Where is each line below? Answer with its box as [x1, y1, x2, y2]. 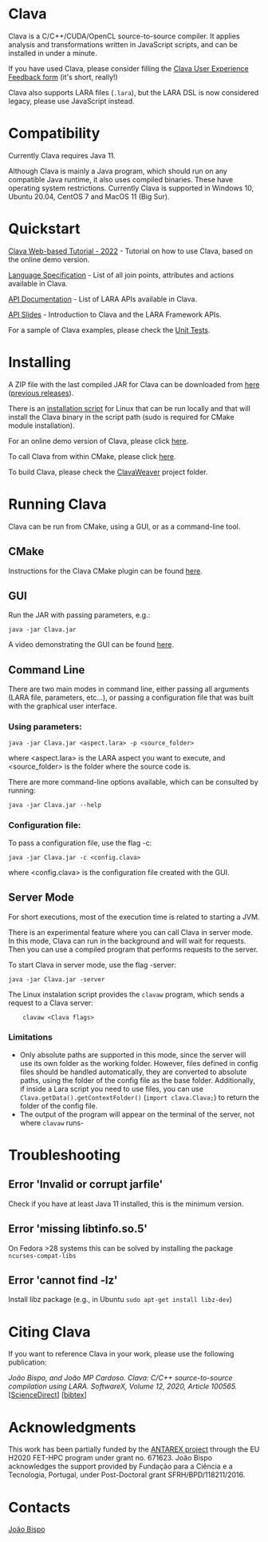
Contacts [8, 1498, 71, 1516]
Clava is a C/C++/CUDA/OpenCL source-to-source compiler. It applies [8, 31, 241, 41]
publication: [8, 1357, 47, 1368]
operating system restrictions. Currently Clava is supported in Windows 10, [8, 183, 254, 193]
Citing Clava [8, 1323, 91, 1340]
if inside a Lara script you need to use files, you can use [19, 1084, 203, 1093]
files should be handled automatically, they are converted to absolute [19, 1067, 247, 1077]
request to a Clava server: [8, 997, 93, 1008]
